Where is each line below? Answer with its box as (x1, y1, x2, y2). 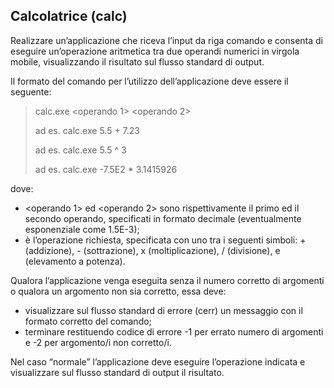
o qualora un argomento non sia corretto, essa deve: (10, 285, 227, 297)
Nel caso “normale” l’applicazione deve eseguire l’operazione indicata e (10, 355, 306, 368)
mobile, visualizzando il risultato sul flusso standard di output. (10, 55, 265, 68)
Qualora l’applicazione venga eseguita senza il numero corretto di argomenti (10, 274, 325, 286)
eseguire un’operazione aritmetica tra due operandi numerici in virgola (10, 45, 300, 57)
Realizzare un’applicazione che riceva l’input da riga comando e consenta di (10, 34, 323, 46)
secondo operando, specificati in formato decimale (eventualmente (24, 212, 302, 224)
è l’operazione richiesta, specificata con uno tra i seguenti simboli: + (24, 234, 307, 246)
